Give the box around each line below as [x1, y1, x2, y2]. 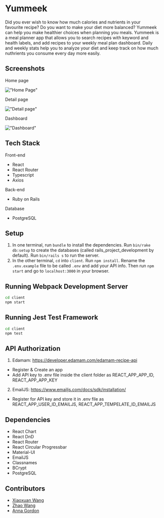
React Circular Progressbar [12, 444, 67, 450]
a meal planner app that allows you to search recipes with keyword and [5, 35, 149, 41]
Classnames [12, 460, 38, 466]
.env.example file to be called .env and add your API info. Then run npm [12, 263, 154, 269]
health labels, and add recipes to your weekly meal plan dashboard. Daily [5, 40, 153, 45]
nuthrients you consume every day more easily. [5, 50, 101, 56]
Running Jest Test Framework [5, 314, 98, 322]
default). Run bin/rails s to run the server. [12, 252, 99, 258]
